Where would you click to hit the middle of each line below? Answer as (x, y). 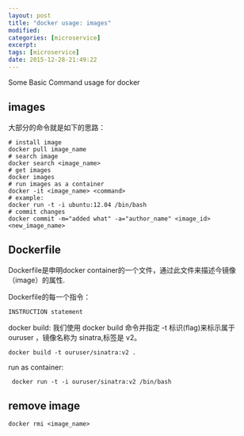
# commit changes (37, 212)
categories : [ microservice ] (55, 38)
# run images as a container (56, 184)
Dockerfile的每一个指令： (50, 296)
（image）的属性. (37, 280)
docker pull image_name (48, 149)
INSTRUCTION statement (46, 312)
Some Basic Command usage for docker (74, 82)
